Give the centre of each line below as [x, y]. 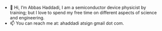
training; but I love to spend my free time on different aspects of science [83, 13]
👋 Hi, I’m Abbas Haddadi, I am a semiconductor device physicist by [78, 8]
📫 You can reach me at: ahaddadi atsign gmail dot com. [67, 23]
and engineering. [27, 18]
